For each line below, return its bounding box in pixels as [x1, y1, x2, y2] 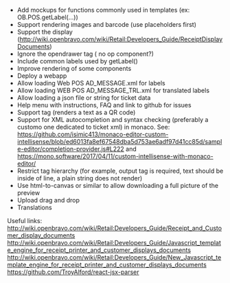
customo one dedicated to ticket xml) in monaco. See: [16, 123, 170, 131]
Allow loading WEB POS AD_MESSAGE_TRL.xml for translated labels [16, 86, 210, 94]
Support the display [16, 28, 73, 36]
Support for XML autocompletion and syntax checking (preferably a [16, 116, 209, 123]
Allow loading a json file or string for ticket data [16, 94, 151, 102]
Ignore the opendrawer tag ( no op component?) [16, 50, 154, 58]
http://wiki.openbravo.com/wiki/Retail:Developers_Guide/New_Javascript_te [7, 253, 222, 261]
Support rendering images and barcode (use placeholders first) [16, 21, 197, 28]
